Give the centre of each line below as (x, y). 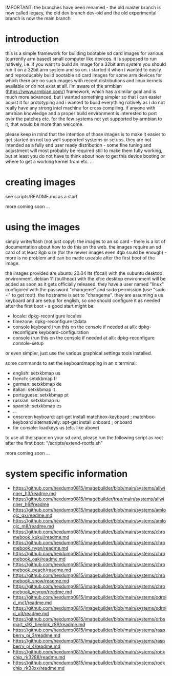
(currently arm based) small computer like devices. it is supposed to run (81, 59)
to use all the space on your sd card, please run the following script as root (84, 437)
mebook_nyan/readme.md (40, 548)
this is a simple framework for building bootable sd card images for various (84, 53)
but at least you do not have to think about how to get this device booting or (85, 156)
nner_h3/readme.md (34, 493)
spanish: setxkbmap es (37, 406)
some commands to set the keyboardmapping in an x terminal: (71, 363)
